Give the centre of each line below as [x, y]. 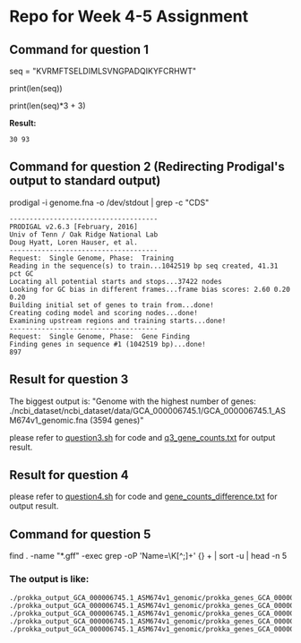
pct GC [21, 274]
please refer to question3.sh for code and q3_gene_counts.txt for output [142, 437]
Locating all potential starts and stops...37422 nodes [116, 281]
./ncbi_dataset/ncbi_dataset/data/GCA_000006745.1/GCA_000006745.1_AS [148, 410]
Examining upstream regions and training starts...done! [118, 321]
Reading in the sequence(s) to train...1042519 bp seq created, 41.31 [144, 266]
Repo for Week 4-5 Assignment [129, 17]
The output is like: [49, 579]
